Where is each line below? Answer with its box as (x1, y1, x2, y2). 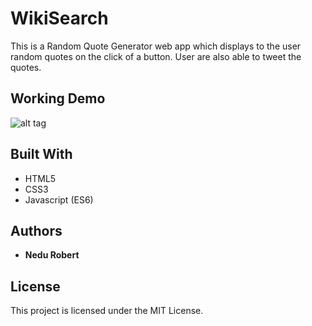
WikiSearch (10, 7, 109, 30)
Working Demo (10, 90, 106, 107)
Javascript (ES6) (24, 193, 94, 206)
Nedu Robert (24, 249, 80, 261)
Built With (10, 146, 73, 163)
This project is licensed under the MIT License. (10, 305, 204, 317)
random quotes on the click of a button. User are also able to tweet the (10, 50, 302, 62)
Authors (10, 222, 63, 239)
